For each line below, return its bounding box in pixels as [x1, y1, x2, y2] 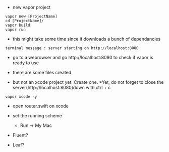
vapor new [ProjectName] [5, 14, 58, 19]
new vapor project [12, 5, 51, 10]
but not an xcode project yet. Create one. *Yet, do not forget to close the [12, 79, 164, 85]
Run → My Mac [20, 122, 52, 128]
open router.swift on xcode [12, 103, 69, 109]
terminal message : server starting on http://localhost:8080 [5, 46, 139, 51]
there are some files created [12, 70, 72, 75]
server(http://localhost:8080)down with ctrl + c [12, 85, 111, 90]
